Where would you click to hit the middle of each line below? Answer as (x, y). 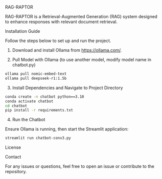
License (13, 147)
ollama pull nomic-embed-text (36, 74)
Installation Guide (23, 31)
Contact (13, 157)
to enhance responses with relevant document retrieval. (61, 22)
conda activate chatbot (29, 101)
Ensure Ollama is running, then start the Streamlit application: (67, 129)
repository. (16, 172)
